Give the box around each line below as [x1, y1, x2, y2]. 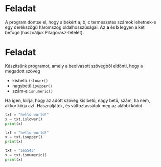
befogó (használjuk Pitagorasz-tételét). [5, 29, 84, 35]
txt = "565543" [5, 148, 36, 153]
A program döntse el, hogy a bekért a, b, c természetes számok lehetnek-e [5, 19, 157, 25]
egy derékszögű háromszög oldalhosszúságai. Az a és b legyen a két [5, 24, 145, 30]
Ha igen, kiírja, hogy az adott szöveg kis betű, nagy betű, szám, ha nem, [5, 97, 150, 103]
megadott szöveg [5, 68, 41, 74]
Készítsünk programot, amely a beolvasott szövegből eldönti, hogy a [5, 63, 143, 69]
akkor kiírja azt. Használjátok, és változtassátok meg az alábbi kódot [5, 102, 143, 108]
